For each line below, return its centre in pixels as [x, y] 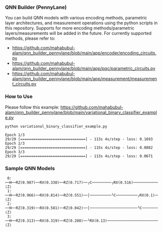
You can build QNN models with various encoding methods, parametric [76, 18]
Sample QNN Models [30, 168]
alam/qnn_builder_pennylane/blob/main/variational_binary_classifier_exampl [81, 112]
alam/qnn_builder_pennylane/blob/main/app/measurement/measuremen [84, 79]
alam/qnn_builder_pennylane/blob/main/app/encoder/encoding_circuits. [84, 53]
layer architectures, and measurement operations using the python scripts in [81, 23]
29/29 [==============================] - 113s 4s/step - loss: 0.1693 [79, 139]
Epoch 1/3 [15, 135]
